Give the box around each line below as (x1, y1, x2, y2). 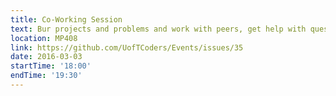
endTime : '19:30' (10, 71, 83, 81)
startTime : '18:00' (10, 61, 92, 71)
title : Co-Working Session (10, 14, 123, 25)
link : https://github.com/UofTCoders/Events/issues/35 (10, 42, 244, 53)
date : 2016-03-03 (10, 52, 83, 62)
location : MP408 (10, 33, 78, 43)
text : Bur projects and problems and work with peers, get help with (10, 24, 307, 34)
